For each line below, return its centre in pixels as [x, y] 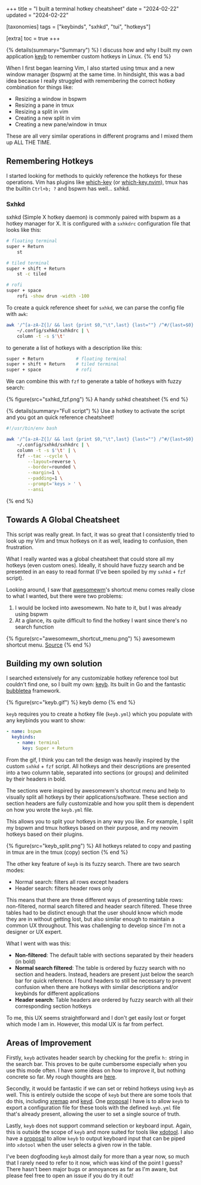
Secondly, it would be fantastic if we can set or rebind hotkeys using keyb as [100, 1088]
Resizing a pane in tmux [44, 105]
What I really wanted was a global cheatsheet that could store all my [90, 559]
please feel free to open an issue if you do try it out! [70, 1175]
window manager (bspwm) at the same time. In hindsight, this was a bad [95, 74]
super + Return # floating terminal [67, 359]
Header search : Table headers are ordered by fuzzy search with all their [104, 999]
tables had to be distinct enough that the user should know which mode [95, 912]
